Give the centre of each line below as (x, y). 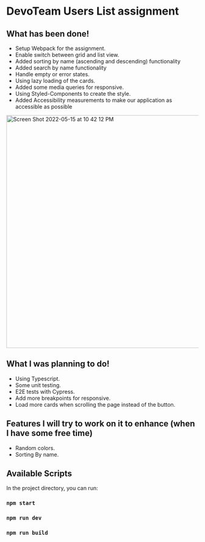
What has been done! (48, 34)
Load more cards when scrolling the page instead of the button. (95, 404)
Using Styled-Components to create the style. (73, 94)
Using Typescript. (37, 379)
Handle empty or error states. (52, 74)
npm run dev (24, 518)
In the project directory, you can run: (52, 488)
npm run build (27, 533)
